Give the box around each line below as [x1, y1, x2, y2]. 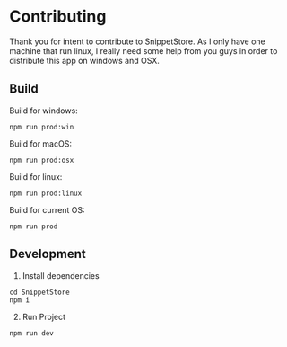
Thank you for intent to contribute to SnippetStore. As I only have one [9, 36, 266, 47]
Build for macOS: [9, 138, 72, 149]
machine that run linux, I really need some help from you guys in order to [9, 45, 278, 56]
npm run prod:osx [9, 156, 74, 165]
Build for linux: [9, 171, 63, 182]
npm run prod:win [9, 122, 74, 131]
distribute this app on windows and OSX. [9, 55, 160, 66]
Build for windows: [9, 105, 78, 116]
